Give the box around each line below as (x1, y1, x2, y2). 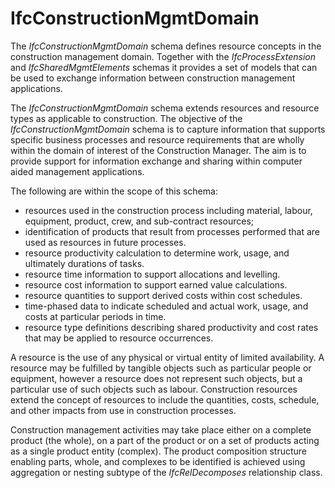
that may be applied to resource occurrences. (24, 332, 214, 344)
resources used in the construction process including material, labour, (24, 204, 313, 216)
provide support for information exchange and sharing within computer (10, 155, 303, 167)
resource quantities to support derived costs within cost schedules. (24, 289, 303, 301)
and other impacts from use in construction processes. (10, 404, 237, 416)
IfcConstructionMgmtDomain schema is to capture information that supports (10, 123, 326, 135)
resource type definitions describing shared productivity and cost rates (24, 321, 319, 333)
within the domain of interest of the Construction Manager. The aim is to (10, 144, 307, 156)
